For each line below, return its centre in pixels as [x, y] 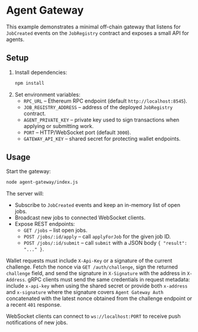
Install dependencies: [41, 72]
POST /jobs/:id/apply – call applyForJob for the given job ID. [97, 237]
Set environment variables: [47, 94]
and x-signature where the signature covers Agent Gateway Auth [85, 292]
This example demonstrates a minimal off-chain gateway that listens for [93, 27]
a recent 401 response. [34, 305]
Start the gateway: [29, 171]
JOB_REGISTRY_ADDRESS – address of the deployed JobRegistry [98, 107]
